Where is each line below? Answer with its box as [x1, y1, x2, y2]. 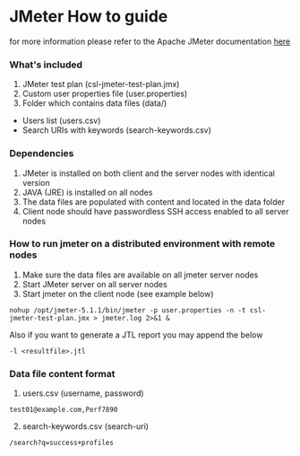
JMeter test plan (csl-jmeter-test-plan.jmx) [21, 79, 180, 90]
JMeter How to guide [9, 6, 168, 27]
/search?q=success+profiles [9, 438, 115, 448]
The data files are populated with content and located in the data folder [21, 196, 285, 207]
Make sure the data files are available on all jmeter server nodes [21, 269, 259, 280]
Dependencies [9, 147, 74, 160]
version [21, 177, 51, 188]
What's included [9, 58, 83, 71]
